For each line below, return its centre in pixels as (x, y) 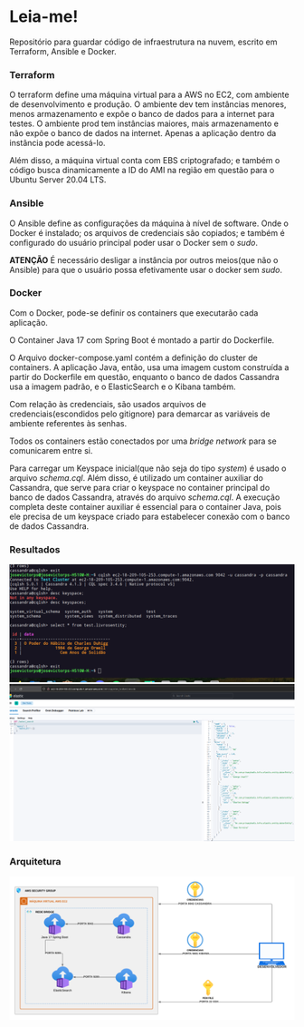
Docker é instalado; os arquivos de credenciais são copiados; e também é (147, 232)
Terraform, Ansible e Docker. (63, 51)
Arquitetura (35, 862)
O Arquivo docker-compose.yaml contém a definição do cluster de (133, 357)
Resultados (35, 549)
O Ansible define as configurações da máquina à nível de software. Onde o (149, 223)
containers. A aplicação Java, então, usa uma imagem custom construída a (149, 367)
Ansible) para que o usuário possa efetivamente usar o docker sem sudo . (146, 269)
